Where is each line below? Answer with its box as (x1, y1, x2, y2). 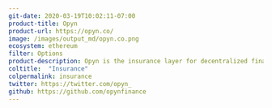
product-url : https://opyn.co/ (8, 27, 114, 35)
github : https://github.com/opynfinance (8, 87, 147, 96)
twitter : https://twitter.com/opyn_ (8, 80, 132, 88)
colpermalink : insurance (8, 72, 92, 80)
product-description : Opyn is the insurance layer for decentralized (8, 58, 249, 66)
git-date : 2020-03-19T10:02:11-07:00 (8, 11, 136, 20)
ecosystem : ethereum (8, 42, 79, 50)
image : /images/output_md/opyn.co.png (8, 34, 139, 43)
